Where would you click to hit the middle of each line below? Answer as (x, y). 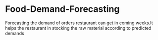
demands (15, 33)
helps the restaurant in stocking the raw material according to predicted (78, 28)
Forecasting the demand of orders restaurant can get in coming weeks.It (79, 23)
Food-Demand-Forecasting (62, 9)
